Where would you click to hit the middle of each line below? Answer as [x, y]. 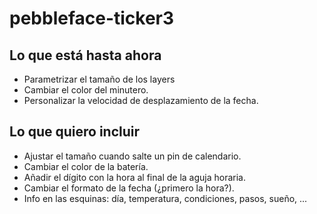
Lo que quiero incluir [75, 132]
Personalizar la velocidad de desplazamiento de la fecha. [141, 100]
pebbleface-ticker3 [92, 18]
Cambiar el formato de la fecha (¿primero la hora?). [129, 188]
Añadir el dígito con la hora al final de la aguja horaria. [134, 177]
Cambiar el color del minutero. [86, 90]
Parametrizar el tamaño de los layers [99, 79]
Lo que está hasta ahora [85, 55]
